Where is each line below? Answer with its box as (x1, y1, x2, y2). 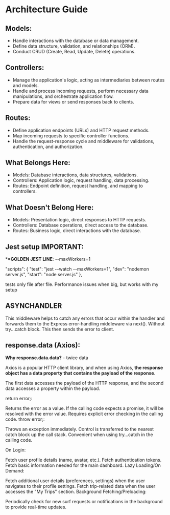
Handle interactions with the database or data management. (12, 37, 139, 44)
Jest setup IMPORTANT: (5, 242, 84, 251)
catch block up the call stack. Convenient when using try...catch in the (5, 431, 153, 438)
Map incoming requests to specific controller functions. (12, 132, 130, 139)
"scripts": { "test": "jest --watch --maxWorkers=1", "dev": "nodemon (5, 266, 150, 272)
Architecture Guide (5, 4, 88, 15)
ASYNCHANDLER (5, 301, 62, 311)
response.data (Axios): (5, 341, 81, 349)
